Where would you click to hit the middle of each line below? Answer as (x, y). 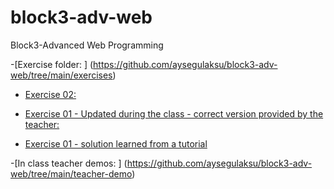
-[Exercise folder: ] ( (52, 64)
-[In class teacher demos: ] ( (69, 163)
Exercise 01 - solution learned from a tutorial (116, 143)
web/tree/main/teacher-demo (71, 173)
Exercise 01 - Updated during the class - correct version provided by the (174, 113)
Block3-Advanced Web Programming (87, 45)
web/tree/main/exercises (61, 75)
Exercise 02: (50, 94)
